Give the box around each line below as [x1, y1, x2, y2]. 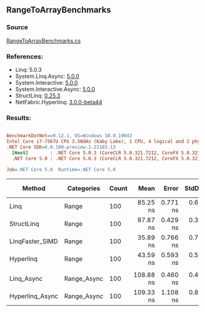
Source [6, 23, 29, 32]
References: [6, 52, 44, 60]
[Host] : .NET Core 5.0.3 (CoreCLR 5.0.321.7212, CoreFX [12, 149, 179, 156]
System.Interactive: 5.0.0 [15, 79, 78, 86]
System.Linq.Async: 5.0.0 [15, 73, 79, 80]
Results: [6, 113, 32, 122]
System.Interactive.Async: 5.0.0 [15, 85, 96, 93]
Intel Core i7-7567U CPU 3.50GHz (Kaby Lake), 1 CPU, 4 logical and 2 [6, 138, 190, 145]
